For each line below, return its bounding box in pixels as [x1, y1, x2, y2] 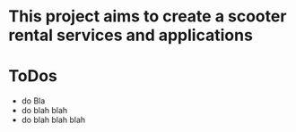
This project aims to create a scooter [8, 6, 287, 27]
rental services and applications [8, 25, 253, 45]
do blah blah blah [21, 114, 86, 126]
